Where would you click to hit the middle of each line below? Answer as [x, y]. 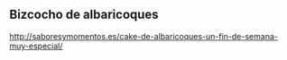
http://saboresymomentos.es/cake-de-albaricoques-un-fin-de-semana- [143, 36]
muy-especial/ [36, 46]
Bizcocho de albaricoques [84, 15]
